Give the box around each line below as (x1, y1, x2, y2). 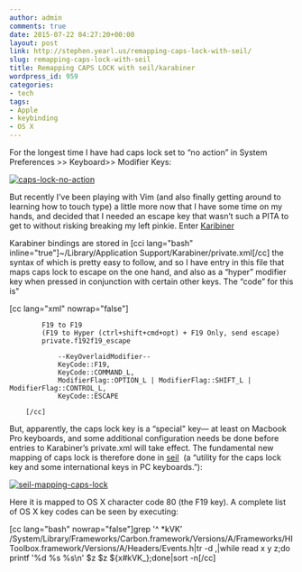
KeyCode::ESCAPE (57, 392, 119, 401)
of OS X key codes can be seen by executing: (9, 506, 178, 517)
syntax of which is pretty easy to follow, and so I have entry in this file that (9, 257, 285, 267)
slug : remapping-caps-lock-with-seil (9, 55, 151, 64)
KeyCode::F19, (57, 360, 111, 369)
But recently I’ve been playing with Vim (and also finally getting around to (9, 191, 281, 202)
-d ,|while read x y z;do (204, 543, 291, 553)
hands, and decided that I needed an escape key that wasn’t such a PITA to (9, 211, 289, 221)
